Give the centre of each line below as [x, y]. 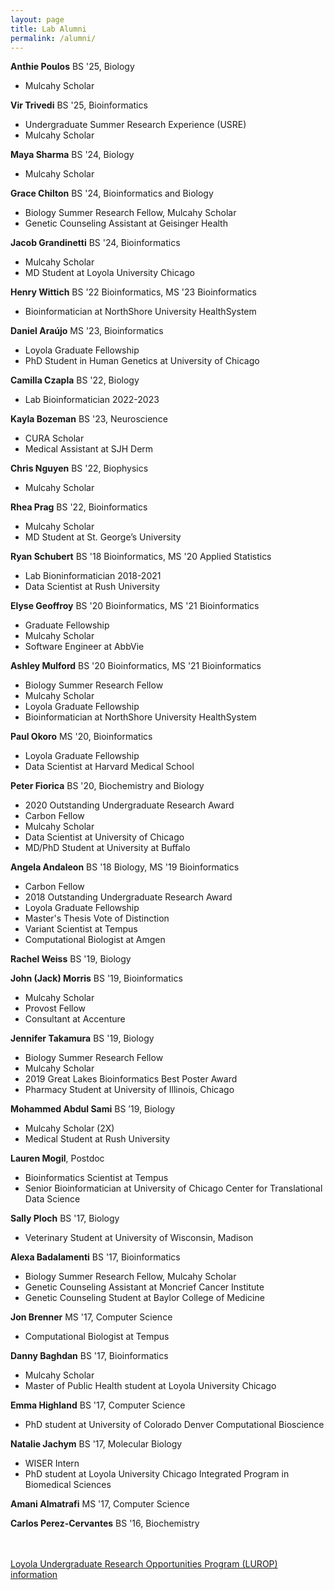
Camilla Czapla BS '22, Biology [75, 380]
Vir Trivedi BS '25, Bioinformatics [79, 105]
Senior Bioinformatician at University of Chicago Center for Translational [173, 1188]
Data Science [52, 1199]
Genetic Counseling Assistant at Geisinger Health [126, 223]
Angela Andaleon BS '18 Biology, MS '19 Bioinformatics [125, 867]
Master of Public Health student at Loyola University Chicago [150, 1386]
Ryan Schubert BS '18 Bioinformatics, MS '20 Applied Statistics [141, 557]
